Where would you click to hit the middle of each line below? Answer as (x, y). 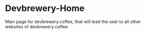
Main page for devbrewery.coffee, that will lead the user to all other (73, 22)
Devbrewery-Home (45, 8)
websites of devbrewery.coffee (36, 26)
